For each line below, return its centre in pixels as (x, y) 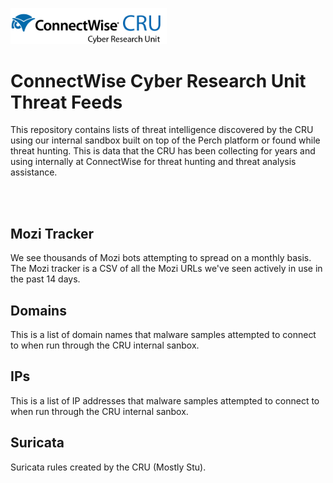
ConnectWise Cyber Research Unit (158, 80)
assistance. (34, 172)
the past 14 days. (45, 279)
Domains (38, 310)
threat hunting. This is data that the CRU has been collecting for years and (163, 151)
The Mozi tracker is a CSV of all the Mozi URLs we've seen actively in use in (166, 269)
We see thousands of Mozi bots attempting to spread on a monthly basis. (161, 258)
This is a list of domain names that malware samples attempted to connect (163, 335)
